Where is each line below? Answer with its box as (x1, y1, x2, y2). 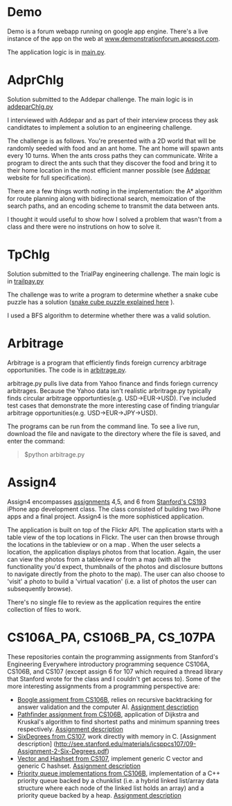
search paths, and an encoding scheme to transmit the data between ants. (7, 202, 220, 210)
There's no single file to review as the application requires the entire (7, 597, 202, 606)
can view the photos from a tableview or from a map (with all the (7, 555, 191, 563)
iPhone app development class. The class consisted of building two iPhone (7, 505, 222, 513)
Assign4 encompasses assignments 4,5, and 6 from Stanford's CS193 (7, 497, 206, 506)
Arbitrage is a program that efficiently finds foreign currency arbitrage (7, 358, 207, 367)
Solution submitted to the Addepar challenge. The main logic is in (7, 95, 193, 103)
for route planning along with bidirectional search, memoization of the (7, 194, 206, 202)
